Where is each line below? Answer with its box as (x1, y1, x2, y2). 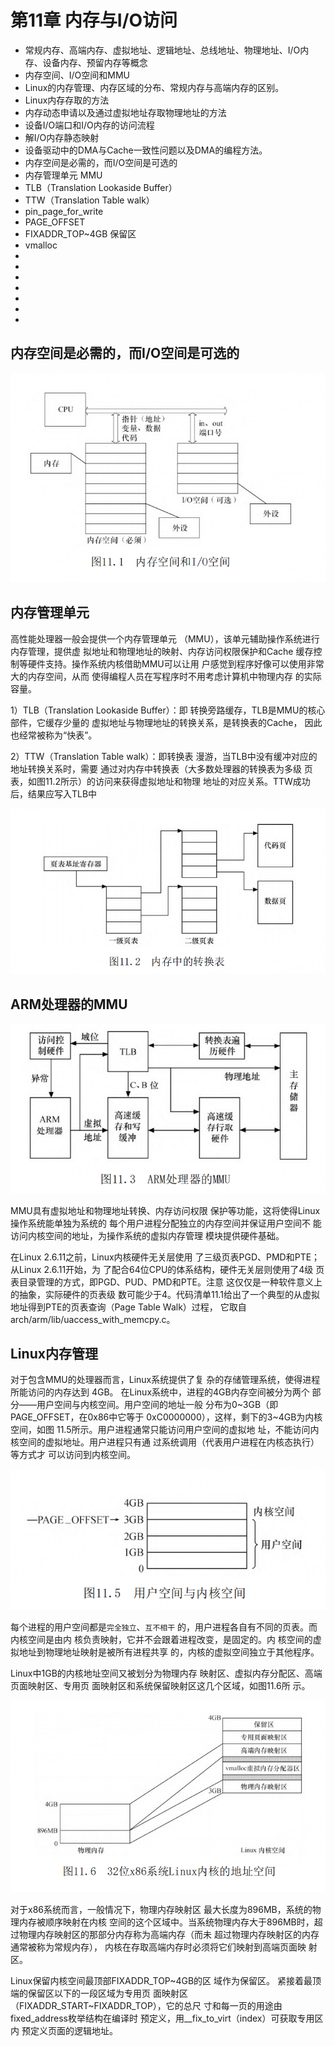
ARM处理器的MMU (10, 996, 128, 1013)
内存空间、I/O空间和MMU (24, 69, 131, 81)
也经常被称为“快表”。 (10, 729, 98, 741)
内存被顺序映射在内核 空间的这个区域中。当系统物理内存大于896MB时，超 (18, 1916, 323, 1928)
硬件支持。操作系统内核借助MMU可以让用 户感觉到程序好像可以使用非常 (27, 657, 325, 670)
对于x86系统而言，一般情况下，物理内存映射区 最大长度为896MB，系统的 (10, 1904, 313, 1916)
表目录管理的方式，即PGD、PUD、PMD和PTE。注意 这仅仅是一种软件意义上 (10, 1276, 323, 1288)
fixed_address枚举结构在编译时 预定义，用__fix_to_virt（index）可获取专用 (10, 2012, 315, 2025)
